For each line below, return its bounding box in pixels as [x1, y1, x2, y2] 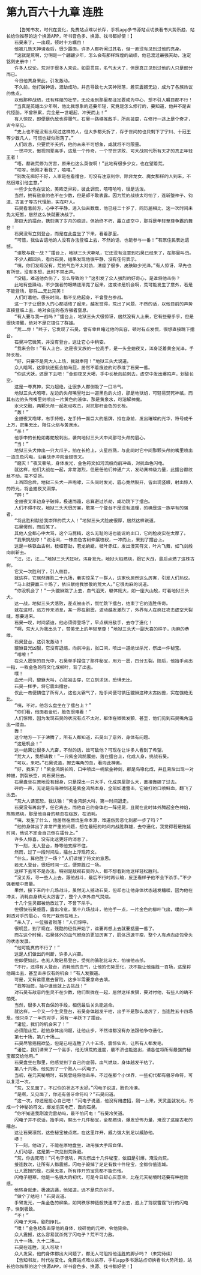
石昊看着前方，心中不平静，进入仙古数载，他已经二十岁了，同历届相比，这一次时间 [14, 205, 189, 211]
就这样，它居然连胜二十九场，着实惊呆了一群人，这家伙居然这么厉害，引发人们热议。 [14, 575, 193, 581]
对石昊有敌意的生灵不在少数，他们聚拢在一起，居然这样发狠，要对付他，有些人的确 [14, 989, 189, 995]
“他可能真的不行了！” [14, 944, 60, 951]
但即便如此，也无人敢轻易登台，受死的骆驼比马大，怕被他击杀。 [14, 958, 149, 964]
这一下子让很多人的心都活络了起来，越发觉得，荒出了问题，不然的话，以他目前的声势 [14, 301, 193, 307]
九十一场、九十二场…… [14, 1238, 60, 1244]
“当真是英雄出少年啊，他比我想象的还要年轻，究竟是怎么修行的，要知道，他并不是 [14, 103, 187, 109]
